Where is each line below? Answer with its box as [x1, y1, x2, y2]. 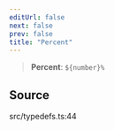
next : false [9, 21, 53, 30]
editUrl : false [9, 12, 65, 22]
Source [9, 88, 50, 103]
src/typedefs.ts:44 [9, 111, 77, 122]
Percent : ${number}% [30, 62, 105, 73]
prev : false [9, 29, 53, 38]
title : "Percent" [9, 37, 73, 47]
